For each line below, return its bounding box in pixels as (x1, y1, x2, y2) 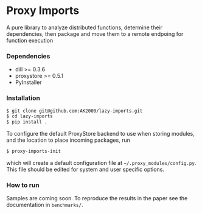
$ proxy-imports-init (6, 148, 61, 155)
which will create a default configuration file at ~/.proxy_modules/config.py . (6, 159, 197, 167)
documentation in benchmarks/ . (6, 201, 83, 209)
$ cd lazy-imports (6, 113, 53, 119)
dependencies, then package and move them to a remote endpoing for (6, 30, 184, 37)
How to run (6, 181, 40, 189)
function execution (6, 37, 54, 44)
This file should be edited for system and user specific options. (6, 166, 164, 173)
